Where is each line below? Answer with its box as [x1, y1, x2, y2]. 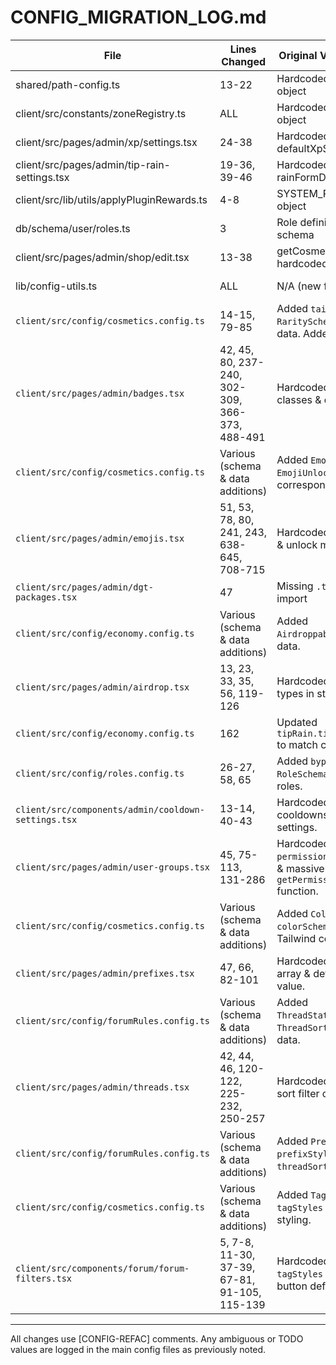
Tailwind [276, 931, 317, 945]
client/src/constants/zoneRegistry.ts [15, 106, 187, 120]
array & [276, 966, 311, 980]
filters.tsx [15, 1272, 73, 1284]
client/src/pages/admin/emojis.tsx [15, 532, 185, 544]
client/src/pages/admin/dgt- [15, 581, 154, 593]
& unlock [276, 537, 318, 551]
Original [278, 48, 318, 62]
